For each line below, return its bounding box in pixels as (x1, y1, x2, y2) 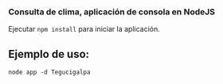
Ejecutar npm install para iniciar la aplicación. (8, 25, 161, 34)
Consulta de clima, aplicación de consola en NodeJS (8, 6, 215, 17)
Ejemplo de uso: (8, 47, 90, 61)
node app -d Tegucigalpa (8, 68, 91, 77)
